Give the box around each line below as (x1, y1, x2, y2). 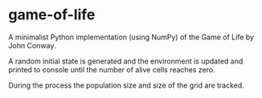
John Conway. (8, 40, 56, 50)
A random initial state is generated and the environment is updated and (8, 56, 244, 66)
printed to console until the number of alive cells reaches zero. (8, 64, 215, 74)
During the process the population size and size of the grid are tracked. (8, 80, 245, 90)
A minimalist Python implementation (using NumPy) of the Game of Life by (8, 32, 255, 42)
